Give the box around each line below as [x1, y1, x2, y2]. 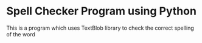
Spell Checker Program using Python [6, 4, 197, 18]
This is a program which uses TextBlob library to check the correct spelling [6, 24, 195, 31]
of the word [6, 30, 35, 38]
